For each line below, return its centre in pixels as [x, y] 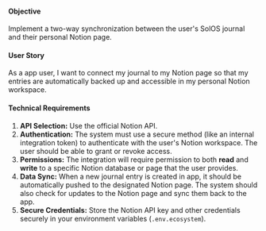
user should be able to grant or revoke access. [96, 151]
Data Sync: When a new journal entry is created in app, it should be [131, 176]
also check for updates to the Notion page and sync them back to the [133, 193]
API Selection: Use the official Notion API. [89, 125]
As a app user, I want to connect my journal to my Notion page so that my [128, 73]
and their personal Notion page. [60, 37]
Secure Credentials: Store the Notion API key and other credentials [130, 210]
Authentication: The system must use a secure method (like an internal [137, 134]
